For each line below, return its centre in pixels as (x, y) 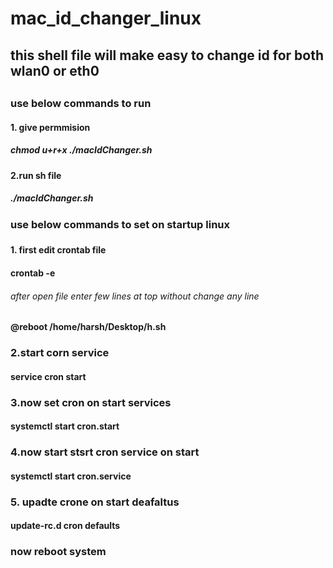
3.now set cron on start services (91, 402)
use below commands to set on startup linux (120, 224)
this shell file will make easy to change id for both (167, 55)
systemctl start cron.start (65, 426)
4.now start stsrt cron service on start (105, 452)
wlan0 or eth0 (55, 70)
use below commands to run (81, 103)
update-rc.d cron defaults (65, 526)
